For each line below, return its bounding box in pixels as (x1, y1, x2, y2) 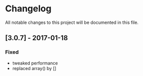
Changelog (5, 3, 52, 14)
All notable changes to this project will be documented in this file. (5, 19, 139, 25)
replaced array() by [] (12, 65, 57, 71)
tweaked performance (12, 60, 58, 66)
